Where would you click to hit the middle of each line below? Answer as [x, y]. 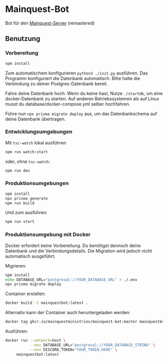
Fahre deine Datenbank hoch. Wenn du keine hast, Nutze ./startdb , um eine [84, 93]
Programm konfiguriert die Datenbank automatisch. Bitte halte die [73, 78]
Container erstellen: [25, 294]
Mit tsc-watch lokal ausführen [36, 142]
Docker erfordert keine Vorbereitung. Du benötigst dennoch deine [73, 245]
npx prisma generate [27, 198]
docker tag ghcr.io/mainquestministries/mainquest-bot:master [71, 322]
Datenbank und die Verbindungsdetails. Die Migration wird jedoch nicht [79, 250]
